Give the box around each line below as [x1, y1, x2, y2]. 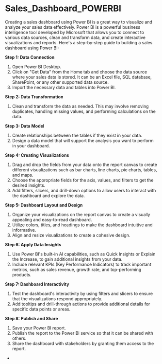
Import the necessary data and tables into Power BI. [12, 84, 116, 90]
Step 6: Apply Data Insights [5, 241, 62, 247]
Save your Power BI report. [12, 325, 66, 331]
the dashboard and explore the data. [12, 193, 85, 199]
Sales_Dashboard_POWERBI [5, 3, 121, 14]
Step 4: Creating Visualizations [5, 152, 69, 158]
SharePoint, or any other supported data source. [12, 79, 109, 85]
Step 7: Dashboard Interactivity [5, 281, 69, 287]
